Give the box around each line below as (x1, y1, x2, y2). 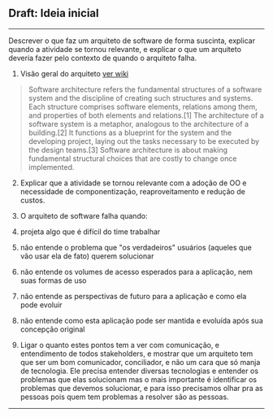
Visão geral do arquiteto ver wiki (19, 68, 128, 78)
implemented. (28, 162, 75, 172)
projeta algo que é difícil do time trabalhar (19, 227, 161, 237)
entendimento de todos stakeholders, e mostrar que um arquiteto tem (19, 349, 253, 358)
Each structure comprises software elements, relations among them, (28, 102, 258, 111)
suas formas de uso (19, 276, 87, 285)
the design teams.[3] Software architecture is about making (28, 145, 228, 154)
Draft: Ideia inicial (8, 7, 99, 20)
